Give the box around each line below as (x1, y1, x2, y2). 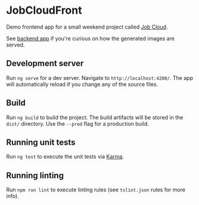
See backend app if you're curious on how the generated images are (6, 35, 175, 42)
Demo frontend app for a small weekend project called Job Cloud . (6, 23, 168, 30)
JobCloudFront (6, 4, 82, 17)
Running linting (6, 170, 64, 181)
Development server (6, 58, 84, 69)
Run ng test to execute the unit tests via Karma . (6, 153, 124, 160)
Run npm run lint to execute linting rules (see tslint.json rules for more (6, 186, 186, 194)
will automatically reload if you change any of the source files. (6, 80, 158, 88)
